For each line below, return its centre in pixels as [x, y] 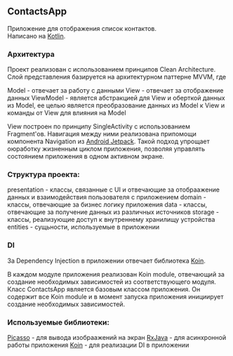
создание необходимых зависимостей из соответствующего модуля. [112, 282]
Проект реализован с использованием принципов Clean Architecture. [112, 70]
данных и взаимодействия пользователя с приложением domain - [107, 197]
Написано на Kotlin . [36, 36]
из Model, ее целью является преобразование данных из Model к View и [116, 105]
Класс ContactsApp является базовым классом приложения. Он [104, 289]
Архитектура [31, 54]
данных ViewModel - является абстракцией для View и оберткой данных [116, 98]
